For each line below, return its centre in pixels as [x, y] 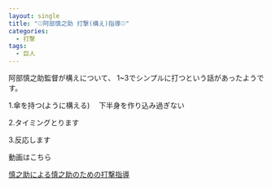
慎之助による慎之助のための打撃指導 [69, 174]
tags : [18, 46]
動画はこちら [30, 157]
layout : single [34, 16]
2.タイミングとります [44, 122]
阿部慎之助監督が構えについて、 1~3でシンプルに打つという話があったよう [133, 78]
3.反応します [30, 140]
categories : [29, 31]
